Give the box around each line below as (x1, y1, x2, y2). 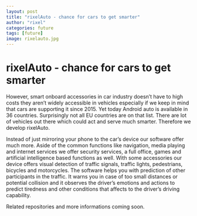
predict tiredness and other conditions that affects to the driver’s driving (6, 185, 180, 193)
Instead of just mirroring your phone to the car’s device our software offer (6, 136, 184, 143)
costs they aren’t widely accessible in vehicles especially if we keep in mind (6, 99, 189, 106)
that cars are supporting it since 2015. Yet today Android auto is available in (6, 105, 188, 112)
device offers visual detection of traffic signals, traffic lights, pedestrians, (6, 160, 183, 167)
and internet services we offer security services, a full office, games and (6, 148, 182, 155)
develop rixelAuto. (6, 124, 50, 131)
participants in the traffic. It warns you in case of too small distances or (6, 173, 178, 180)
